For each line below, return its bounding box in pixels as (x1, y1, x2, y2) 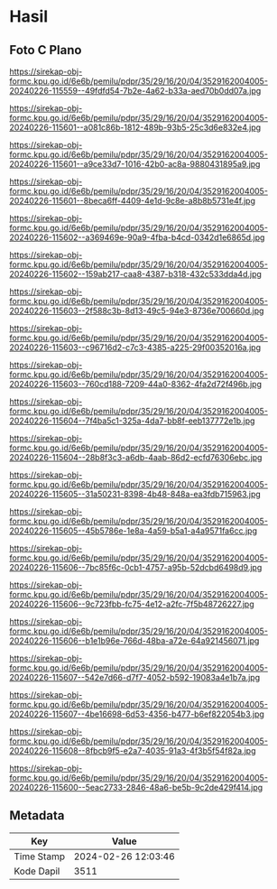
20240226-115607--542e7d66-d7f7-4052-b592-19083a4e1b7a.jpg (9, 672, 260, 682)
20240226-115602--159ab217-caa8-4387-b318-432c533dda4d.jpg (9, 269, 262, 279)
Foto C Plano (9, 42, 82, 58)
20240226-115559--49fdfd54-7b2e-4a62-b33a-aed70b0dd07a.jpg (9, 86, 262, 96)
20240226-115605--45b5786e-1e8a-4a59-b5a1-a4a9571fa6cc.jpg (9, 525, 257, 536)
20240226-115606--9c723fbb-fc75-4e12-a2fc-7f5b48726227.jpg (9, 598, 254, 609)
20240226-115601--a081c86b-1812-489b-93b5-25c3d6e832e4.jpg (9, 122, 262, 133)
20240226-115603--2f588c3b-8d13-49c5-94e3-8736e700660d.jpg (9, 305, 264, 316)
